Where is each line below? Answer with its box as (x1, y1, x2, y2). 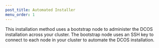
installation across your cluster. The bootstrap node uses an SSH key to (5, 31, 154, 37)
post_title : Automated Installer (5, 7, 76, 13)
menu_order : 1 (5, 12, 35, 17)
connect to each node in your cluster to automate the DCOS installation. (5, 36, 155, 43)
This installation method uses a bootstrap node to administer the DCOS (5, 26, 153, 32)
